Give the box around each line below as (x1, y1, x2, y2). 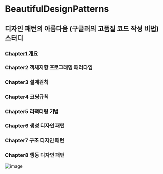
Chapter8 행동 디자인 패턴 (5, 151, 65, 158)
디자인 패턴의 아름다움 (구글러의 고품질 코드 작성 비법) (5, 24, 159, 33)
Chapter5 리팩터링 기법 (5, 108, 59, 115)
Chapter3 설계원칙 (5, 79, 49, 86)
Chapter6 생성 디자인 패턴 (5, 122, 65, 129)
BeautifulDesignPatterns (5, 3, 109, 15)
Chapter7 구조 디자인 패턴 (5, 137, 64, 144)
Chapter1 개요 (5, 50, 38, 57)
